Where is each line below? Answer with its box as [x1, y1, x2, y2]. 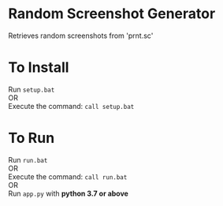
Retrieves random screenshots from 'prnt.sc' [8, 31, 154, 40]
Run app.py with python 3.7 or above [8, 189, 128, 198]
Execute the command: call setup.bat [8, 101, 135, 110]
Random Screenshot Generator [8, 5, 216, 23]
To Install [8, 58, 69, 77]
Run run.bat [8, 155, 48, 164]
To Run [8, 129, 55, 147]
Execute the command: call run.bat [8, 171, 128, 182]
